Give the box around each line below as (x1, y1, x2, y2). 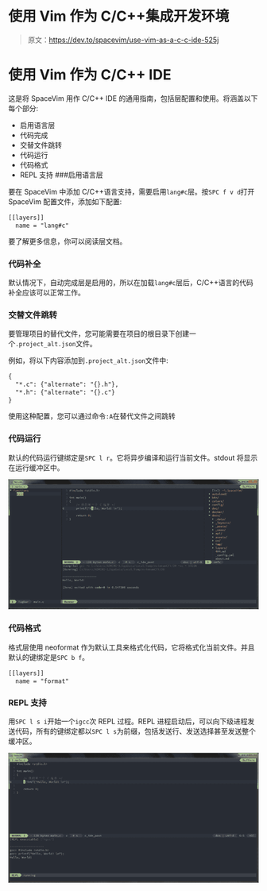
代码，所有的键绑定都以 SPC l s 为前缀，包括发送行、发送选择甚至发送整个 (14, 727, 257, 736)
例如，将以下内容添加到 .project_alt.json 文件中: (8, 356, 168, 365)
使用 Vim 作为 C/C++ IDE (8, 66, 172, 84)
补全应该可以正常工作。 (8, 287, 85, 298)
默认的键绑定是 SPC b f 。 (8, 652, 90, 661)
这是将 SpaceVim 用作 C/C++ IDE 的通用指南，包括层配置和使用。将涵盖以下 (8, 93, 258, 103)
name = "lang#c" (15, 222, 69, 229)
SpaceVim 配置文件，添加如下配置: (8, 196, 122, 206)
